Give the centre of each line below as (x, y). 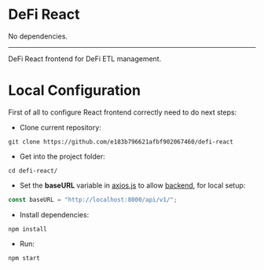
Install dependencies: (54, 214)
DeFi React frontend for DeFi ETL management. (85, 58)
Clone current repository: (60, 127)
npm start (24, 258)
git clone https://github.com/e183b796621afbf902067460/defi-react (121, 142)
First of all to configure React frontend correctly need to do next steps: (123, 112)
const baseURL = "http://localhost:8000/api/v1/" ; (93, 199)
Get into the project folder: (62, 156)
